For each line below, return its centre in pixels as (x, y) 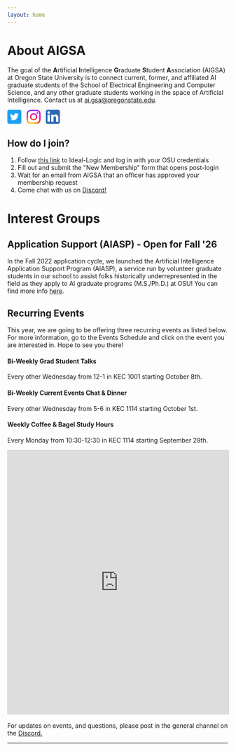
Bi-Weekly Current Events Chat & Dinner (67, 393)
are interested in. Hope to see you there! (65, 345)
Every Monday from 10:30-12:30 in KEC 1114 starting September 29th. (108, 440)
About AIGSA (47, 50)
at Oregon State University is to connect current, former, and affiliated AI (112, 77)
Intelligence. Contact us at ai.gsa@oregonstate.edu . (82, 100)
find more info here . (36, 291)
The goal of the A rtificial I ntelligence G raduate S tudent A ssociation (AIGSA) (117, 70)
